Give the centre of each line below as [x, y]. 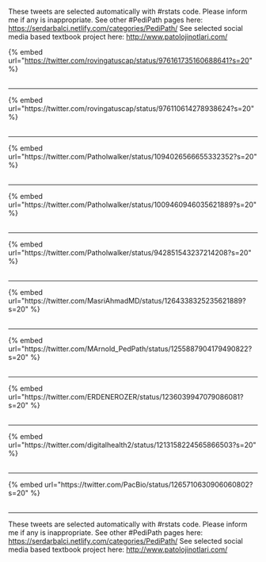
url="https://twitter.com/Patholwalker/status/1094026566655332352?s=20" [133, 157]
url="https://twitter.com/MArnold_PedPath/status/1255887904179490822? [130, 349]
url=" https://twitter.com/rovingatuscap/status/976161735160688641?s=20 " [131, 60]
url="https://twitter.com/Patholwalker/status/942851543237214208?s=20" [130, 252]
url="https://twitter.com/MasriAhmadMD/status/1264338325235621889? [127, 301]
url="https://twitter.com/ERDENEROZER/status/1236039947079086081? [126, 397]
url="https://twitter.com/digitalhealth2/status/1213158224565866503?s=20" [132, 445]
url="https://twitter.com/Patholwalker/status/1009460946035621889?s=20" [133, 205]
